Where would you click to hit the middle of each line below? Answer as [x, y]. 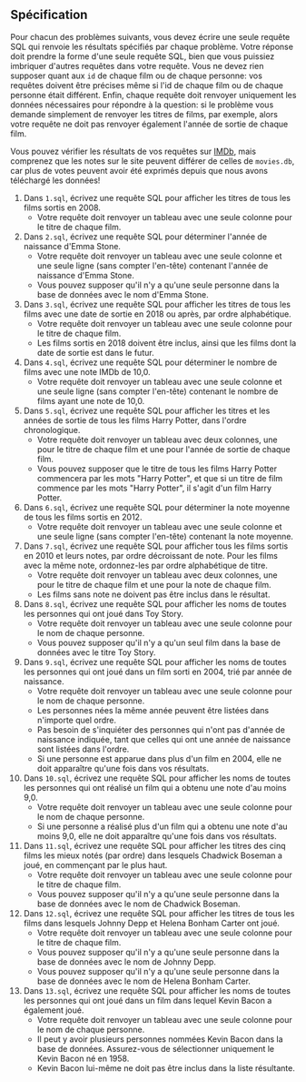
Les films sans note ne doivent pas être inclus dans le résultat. [153, 594]
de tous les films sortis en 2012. [83, 517]
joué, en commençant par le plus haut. [95, 865]
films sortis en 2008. [62, 207]
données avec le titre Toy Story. [96, 652]
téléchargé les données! [55, 180]
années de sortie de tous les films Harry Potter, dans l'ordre [135, 420]
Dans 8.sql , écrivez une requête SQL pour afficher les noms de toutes [155, 603]
